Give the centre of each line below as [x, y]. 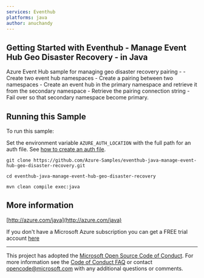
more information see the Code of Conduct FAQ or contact [80, 262]
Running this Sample [46, 117]
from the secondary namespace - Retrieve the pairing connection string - [98, 91]
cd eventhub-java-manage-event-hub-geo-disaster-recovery [81, 176]
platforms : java [27, 18]
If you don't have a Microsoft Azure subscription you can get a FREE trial [97, 231]
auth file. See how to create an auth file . [56, 149]
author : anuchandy [29, 23]
